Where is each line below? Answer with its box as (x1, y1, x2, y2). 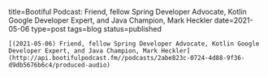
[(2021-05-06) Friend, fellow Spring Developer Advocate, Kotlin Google (8, 40, 260, 48)
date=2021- (214, 15, 253, 25)
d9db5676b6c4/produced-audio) (8, 61, 111, 69)
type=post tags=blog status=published (31, 24, 162, 33)
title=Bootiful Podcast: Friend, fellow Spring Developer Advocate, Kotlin (8, 7, 248, 16)
